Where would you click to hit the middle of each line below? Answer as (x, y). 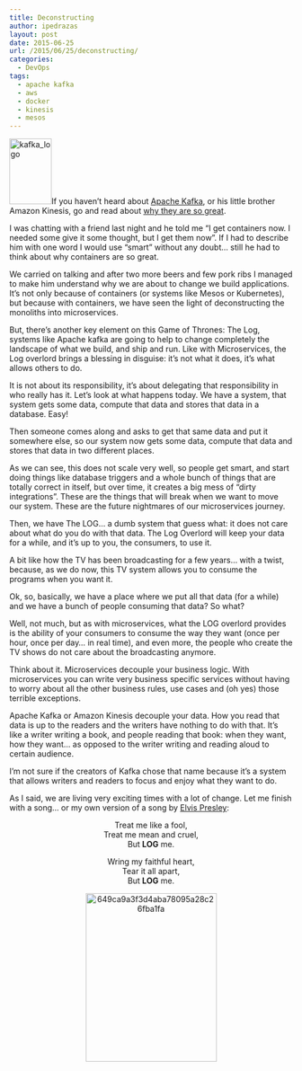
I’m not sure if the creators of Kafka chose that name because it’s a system (148, 771)
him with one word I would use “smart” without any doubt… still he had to (145, 247)
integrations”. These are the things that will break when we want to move (144, 497)
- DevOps (34, 68)
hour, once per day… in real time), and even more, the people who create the (151, 642)
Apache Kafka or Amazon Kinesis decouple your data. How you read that (145, 716)
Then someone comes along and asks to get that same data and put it (138, 431)
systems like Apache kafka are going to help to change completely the (139, 340)
